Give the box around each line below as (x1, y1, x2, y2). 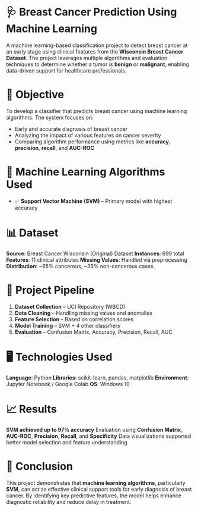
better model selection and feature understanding (6, 438, 127, 446)
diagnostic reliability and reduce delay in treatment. (6, 498, 132, 505)
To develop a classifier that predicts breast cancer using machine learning (6, 107, 187, 114)
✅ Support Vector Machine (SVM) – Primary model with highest (14, 197, 173, 205)
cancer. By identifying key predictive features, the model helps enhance (6, 492, 182, 499)
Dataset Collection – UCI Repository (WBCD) (14, 303, 126, 310)
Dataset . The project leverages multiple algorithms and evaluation (6, 54, 168, 61)
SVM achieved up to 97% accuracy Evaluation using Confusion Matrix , (6, 426, 183, 433)
